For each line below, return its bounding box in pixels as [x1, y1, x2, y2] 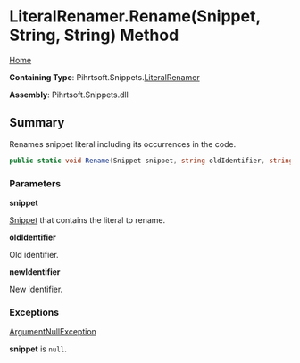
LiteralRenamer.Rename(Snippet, [9, 6, 261, 27]
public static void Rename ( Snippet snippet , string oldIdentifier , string [9, 156, 294, 165]
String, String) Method [9, 25, 179, 45]
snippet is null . [9, 343, 67, 354]
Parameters [9, 177, 61, 189]
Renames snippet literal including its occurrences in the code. [9, 138, 237, 149]
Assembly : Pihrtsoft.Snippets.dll [9, 89, 129, 100]
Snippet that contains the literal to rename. [9, 214, 166, 225]
